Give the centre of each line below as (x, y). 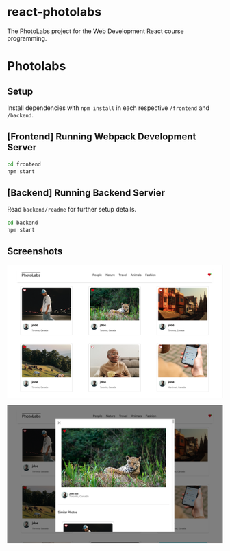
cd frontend (24, 164)
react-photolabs (54, 12)
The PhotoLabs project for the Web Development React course (95, 31)
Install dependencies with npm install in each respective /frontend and (108, 108)
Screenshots (35, 251)
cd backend (23, 223)
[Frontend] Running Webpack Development (102, 137)
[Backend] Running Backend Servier (86, 193)
